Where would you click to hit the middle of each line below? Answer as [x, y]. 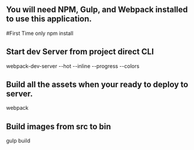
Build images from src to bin [59, 126]
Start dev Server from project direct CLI [80, 52]
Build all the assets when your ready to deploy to [97, 85]
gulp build [18, 141]
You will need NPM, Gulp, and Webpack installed [97, 10]
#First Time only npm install [40, 33]
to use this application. [49, 19]
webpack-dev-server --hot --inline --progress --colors [73, 66]
